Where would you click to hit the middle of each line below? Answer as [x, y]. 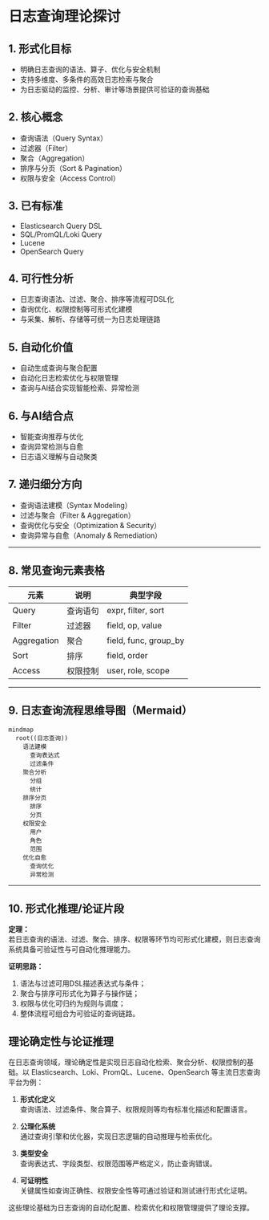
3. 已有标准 [36, 206]
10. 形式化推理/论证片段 [66, 908]
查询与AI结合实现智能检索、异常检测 [80, 388]
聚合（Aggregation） [54, 158]
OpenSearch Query [52, 251]
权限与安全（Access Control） [70, 178]
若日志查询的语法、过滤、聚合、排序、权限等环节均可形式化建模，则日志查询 [134, 939]
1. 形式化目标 [40, 49]
